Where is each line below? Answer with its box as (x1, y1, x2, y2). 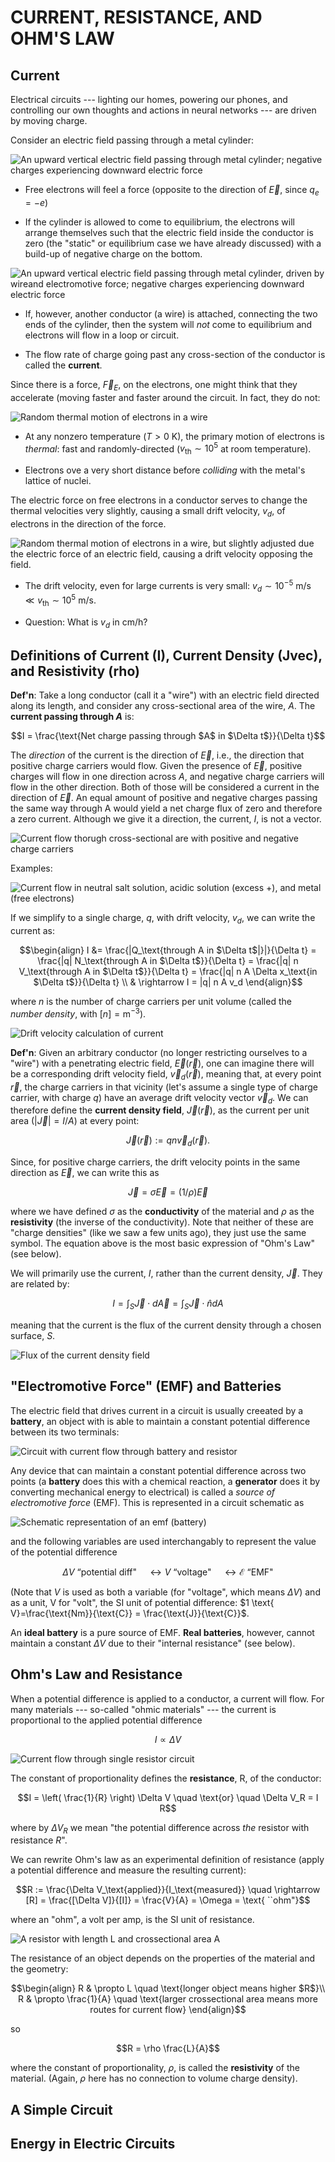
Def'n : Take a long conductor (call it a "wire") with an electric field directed (10, 689, 320, 701)
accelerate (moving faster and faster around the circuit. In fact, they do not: (10, 391, 321, 403)
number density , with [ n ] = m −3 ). (10, 1006, 147, 1020)
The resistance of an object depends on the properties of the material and (10, 1952, 316, 1965)
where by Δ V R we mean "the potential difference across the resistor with (10, 1821, 310, 1836)
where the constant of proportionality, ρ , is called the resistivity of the (10, 2062, 301, 2074)
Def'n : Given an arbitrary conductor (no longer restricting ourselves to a (10, 1046, 308, 1058)
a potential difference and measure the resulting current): (10, 1864, 247, 1876)
